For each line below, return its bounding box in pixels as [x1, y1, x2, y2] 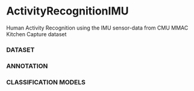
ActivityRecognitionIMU [6, 4, 129, 18]
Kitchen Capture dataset [6, 30, 67, 37]
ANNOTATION [6, 61, 48, 70]
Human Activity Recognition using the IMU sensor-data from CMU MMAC [6, 24, 189, 31]
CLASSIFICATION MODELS [6, 78, 86, 86]
